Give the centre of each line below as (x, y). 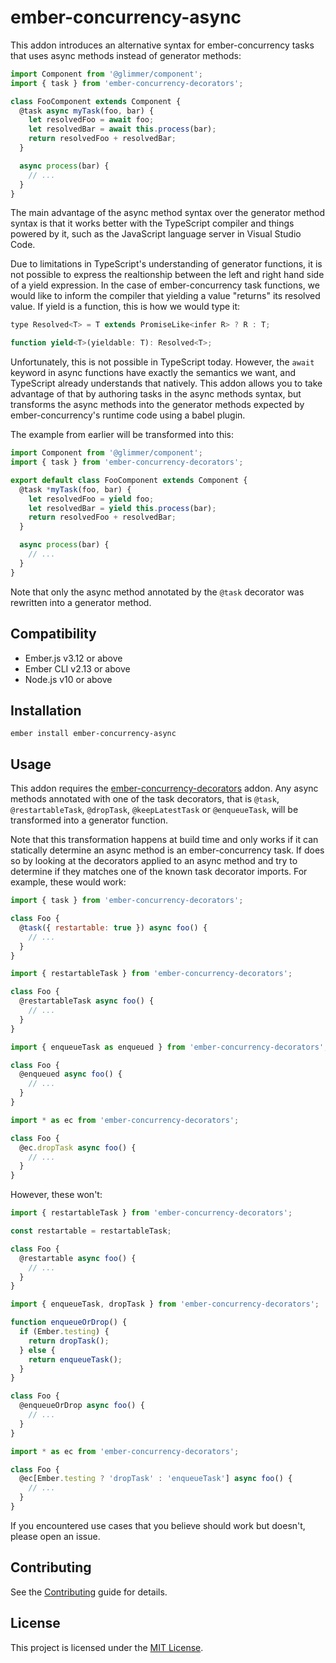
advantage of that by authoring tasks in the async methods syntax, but (156, 394)
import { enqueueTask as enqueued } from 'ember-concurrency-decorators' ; (169, 1047)
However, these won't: (56, 1195)
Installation (46, 710)
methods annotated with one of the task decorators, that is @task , (145, 799)
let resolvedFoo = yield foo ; (91, 499)
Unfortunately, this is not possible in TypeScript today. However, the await (162, 362)
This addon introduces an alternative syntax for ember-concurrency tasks (162, 45)
